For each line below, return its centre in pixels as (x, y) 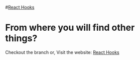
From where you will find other (70, 28)
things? (21, 39)
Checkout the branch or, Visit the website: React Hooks (62, 52)
